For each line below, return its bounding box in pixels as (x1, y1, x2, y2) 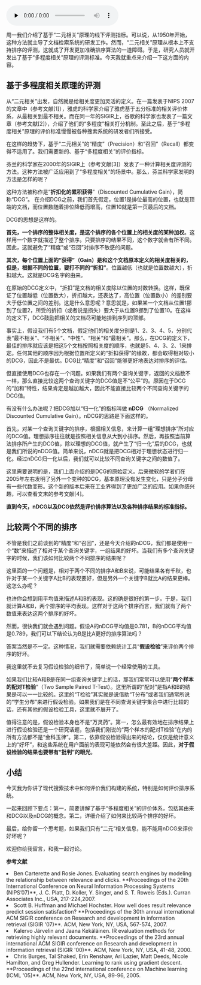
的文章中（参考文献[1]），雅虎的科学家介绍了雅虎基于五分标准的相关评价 (6, 105, 182, 112)
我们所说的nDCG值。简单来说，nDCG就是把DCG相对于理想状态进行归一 (11, 447, 188, 454)
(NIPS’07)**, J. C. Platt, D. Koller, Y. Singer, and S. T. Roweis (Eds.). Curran (6, 889, 191, 896)
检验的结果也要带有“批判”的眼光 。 (11, 748, 96, 755)
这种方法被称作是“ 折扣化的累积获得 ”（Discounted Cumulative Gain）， (6, 188, 178, 195)
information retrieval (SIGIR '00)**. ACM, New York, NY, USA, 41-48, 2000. (6, 947, 192, 954)
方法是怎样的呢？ (6, 175, 48, 182)
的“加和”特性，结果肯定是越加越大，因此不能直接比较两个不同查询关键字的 (6, 384, 190, 391)
